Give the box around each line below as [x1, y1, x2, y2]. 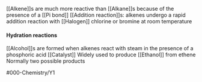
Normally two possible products [6, 57, 85, 65]
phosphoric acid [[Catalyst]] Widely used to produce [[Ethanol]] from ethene [6, 51, 196, 59]
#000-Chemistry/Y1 [6, 69, 55, 77]
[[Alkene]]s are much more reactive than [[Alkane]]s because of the [6, 5, 174, 12]
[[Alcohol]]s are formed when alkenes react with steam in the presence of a [6, 45, 194, 52]
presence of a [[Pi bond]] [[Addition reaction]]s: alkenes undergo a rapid [6, 11, 186, 19]
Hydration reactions [6, 31, 58, 38]
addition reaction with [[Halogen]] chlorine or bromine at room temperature [6, 18, 192, 25]
